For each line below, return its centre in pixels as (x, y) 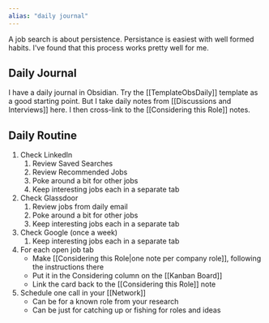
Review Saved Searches (73, 164)
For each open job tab (57, 250)
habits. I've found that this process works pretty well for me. (109, 47)
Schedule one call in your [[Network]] (83, 293)
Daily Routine (43, 135)
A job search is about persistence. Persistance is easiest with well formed (131, 39)
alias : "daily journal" (49, 16)
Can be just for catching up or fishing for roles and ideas (126, 310)
